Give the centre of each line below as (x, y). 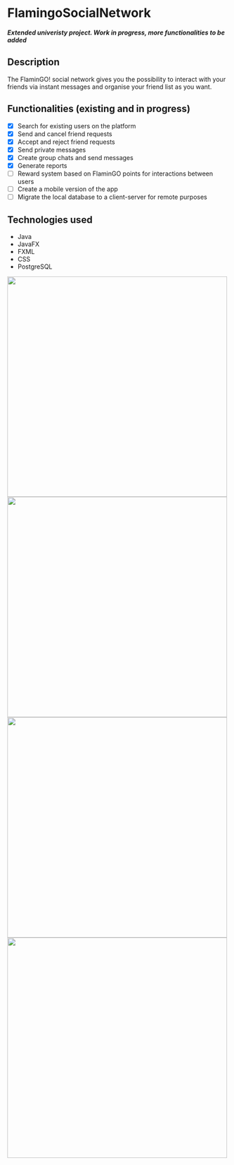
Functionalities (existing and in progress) (99, 109)
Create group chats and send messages (75, 157)
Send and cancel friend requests (65, 134)
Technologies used (50, 220)
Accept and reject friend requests (66, 142)
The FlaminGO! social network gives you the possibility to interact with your (117, 79)
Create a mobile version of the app (67, 189)
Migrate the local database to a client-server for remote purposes (112, 197)
